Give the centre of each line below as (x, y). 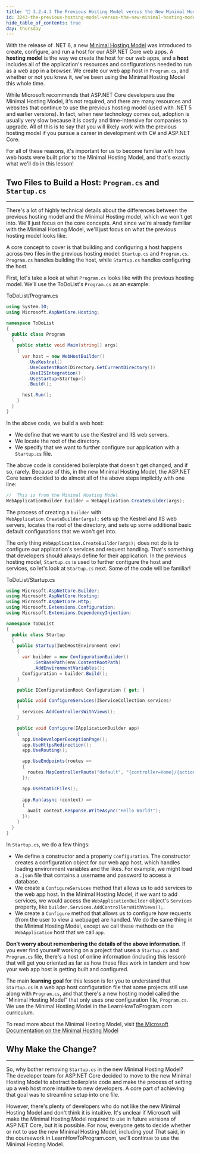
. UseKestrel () (45, 362)
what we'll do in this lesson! (40, 164)
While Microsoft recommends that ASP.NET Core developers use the (90, 95)
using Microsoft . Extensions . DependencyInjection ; (69, 613)
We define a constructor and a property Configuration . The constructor (102, 856)
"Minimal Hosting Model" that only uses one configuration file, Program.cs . (97, 1000)
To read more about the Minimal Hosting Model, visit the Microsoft (87, 1024)
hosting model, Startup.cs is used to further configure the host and (89, 561)
